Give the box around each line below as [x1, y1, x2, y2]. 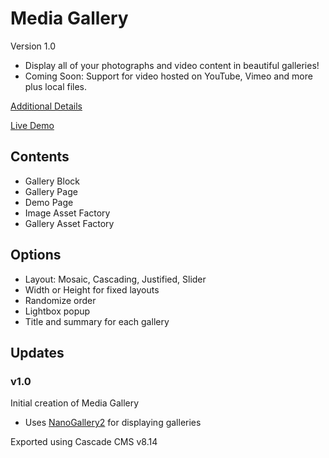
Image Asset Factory [24, 207, 111, 219]
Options [10, 247, 62, 264]
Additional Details [10, 100, 83, 112]
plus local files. [24, 80, 88, 92]
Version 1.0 [10, 40, 56, 52]
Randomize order [24, 294, 97, 306]
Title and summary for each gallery [24, 315, 170, 327]
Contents [10, 148, 70, 166]
